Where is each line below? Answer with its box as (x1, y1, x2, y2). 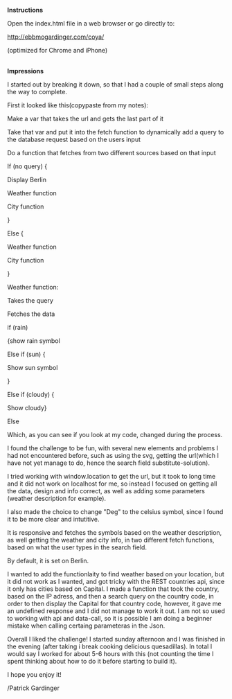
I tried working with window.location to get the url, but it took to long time (7, 472, 216, 480)
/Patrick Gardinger (7, 684, 60, 692)
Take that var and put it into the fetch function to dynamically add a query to (7, 128, 224, 136)
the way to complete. (7, 88, 68, 96)
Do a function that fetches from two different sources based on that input (7, 149, 216, 157)
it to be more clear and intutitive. (7, 515, 100, 523)
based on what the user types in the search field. (7, 543, 148, 551)
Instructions (7, 6, 44, 14)
